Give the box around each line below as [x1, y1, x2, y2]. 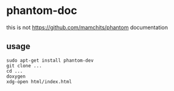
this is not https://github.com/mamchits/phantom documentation [6, 24, 169, 31]
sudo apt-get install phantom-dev [6, 57, 94, 64]
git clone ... [6, 62, 43, 69]
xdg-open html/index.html [6, 78, 72, 85]
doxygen [6, 73, 26, 79]
